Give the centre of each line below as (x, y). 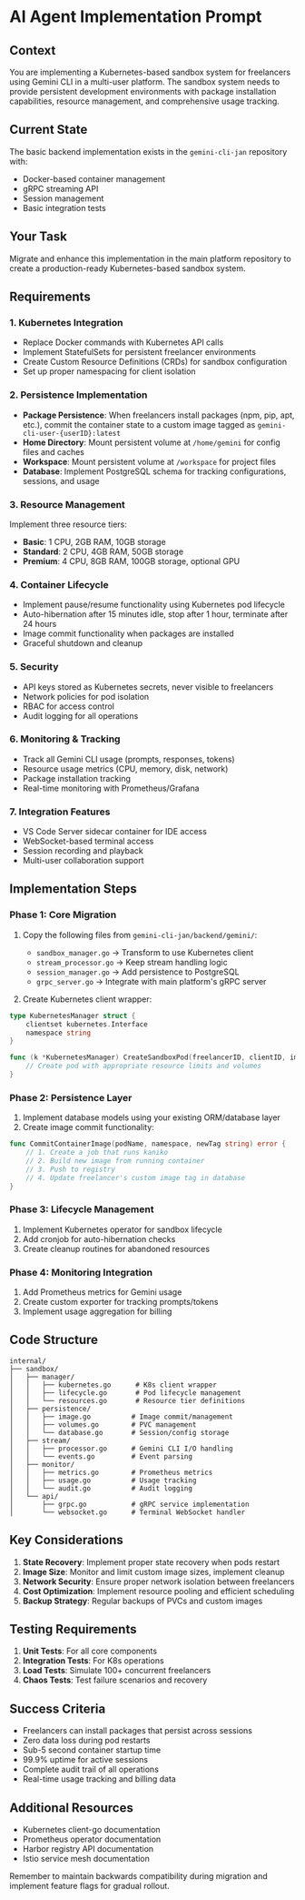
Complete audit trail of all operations (90, 1769)
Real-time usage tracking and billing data (99, 1779)
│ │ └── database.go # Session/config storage (119, 1432)
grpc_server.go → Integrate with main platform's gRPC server (151, 981)
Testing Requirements (73, 1629)
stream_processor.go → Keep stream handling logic (132, 962)
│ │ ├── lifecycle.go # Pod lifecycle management (126, 1393)
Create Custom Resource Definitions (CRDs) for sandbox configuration (155, 362)
